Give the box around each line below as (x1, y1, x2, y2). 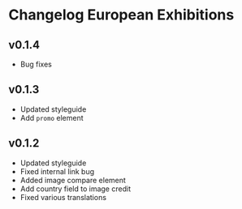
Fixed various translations (19, 192, 107, 202)
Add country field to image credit (19, 184, 132, 194)
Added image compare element (19, 175, 126, 185)
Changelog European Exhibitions (8, 6, 235, 24)
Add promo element (19, 113, 84, 122)
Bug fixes (19, 59, 53, 69)
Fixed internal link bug (19, 166, 95, 176)
